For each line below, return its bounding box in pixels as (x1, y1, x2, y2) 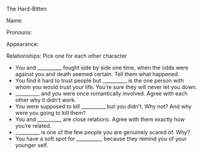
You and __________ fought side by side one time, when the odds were (15, 64, 188, 71)
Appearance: (6, 41, 39, 47)
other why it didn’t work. (15, 97, 77, 103)
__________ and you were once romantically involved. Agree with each (15, 90, 188, 97)
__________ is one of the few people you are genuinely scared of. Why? (15, 129, 190, 136)
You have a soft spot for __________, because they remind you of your (15, 135, 187, 142)
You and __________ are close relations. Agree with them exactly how (15, 115, 185, 123)
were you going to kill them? (15, 109, 86, 116)
